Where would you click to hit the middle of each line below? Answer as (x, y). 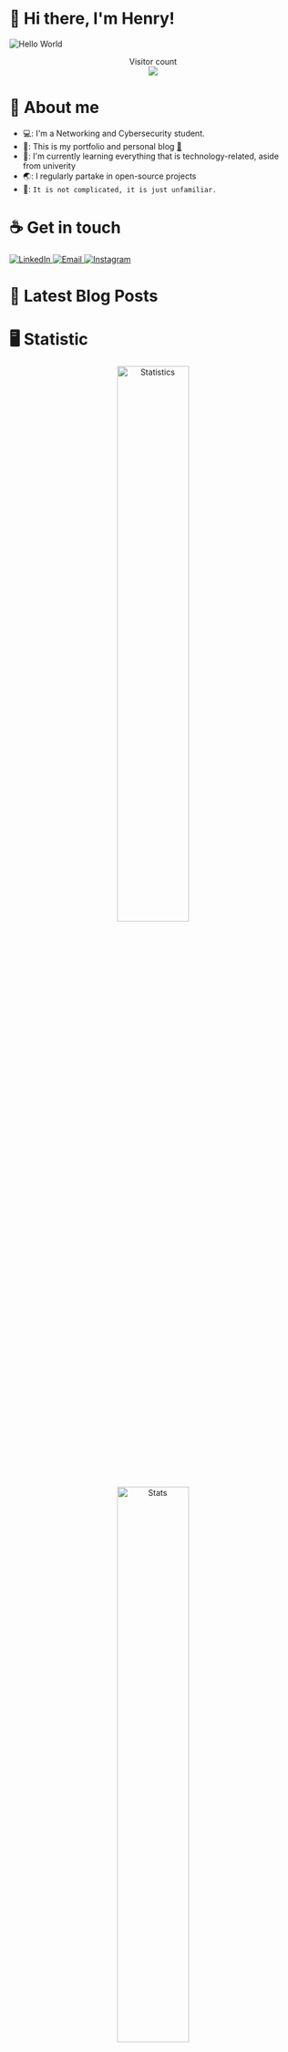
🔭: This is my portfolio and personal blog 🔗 (102, 146)
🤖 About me (55, 108)
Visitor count (153, 61)
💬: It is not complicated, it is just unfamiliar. (119, 189)
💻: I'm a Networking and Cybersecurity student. (113, 133)
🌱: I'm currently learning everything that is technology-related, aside (151, 156)
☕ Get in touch (65, 228)
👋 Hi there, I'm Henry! (92, 19)
